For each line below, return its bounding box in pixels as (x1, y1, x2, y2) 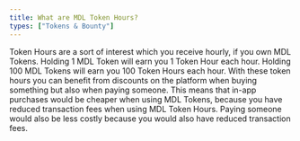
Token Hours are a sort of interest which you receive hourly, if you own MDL (9, 46, 292, 57)
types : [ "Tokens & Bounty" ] (9, 22, 115, 31)
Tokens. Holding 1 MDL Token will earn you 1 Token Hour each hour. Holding (9, 56, 292, 66)
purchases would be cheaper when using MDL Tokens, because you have (9, 93, 283, 104)
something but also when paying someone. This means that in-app (9, 84, 257, 95)
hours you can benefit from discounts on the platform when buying (9, 75, 258, 85)
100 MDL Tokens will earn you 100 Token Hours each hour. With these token (9, 65, 291, 76)
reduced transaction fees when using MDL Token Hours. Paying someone (9, 103, 282, 114)
